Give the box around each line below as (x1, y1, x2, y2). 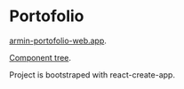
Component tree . (9, 52, 72, 63)
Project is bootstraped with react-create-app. (9, 69, 176, 80)
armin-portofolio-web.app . (9, 35, 107, 46)
